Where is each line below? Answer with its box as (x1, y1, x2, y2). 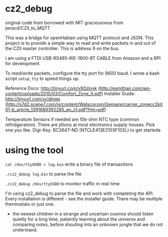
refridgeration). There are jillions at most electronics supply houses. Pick (5, 122, 155, 128)
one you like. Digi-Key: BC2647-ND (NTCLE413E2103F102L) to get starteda (5, 127, 161, 133)
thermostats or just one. (5, 201, 55, 207)
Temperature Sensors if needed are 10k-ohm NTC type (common (5, 116, 139, 122)
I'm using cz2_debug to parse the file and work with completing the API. (5, 190, 154, 196)
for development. (5, 60, 41, 66)
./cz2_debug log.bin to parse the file (5, 171, 82, 177)
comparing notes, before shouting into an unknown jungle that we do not (12, 221, 163, 227)
